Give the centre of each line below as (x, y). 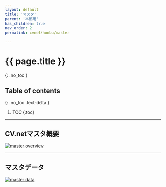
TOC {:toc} (23, 112)
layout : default (22, 10)
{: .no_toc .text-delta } (27, 102)
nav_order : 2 (19, 28)
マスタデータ (25, 167)
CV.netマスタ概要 (32, 134)
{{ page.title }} (36, 62)
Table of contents (33, 91)
